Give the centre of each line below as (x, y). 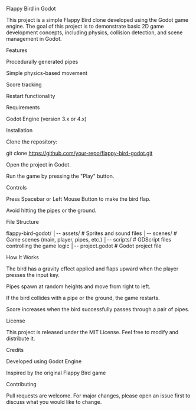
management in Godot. (34, 39)
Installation (19, 130)
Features (17, 50)
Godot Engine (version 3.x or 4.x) (46, 119)
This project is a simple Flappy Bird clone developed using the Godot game (97, 20)
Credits (15, 350)
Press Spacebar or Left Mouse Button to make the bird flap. (79, 199)
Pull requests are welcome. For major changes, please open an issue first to (98, 396)
